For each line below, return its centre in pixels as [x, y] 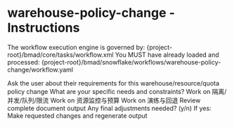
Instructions [44, 28]
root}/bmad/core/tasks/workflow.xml [60, 55]
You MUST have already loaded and [167, 55]
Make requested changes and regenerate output [77, 115]
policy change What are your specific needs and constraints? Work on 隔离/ [117, 91]
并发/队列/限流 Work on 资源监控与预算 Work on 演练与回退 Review [104, 100]
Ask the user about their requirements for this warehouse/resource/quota [113, 83]
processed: [24, 62]
